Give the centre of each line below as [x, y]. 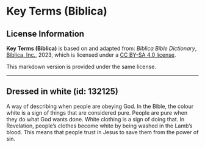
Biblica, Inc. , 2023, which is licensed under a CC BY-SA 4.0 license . [91, 55]
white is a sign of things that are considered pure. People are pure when [97, 113]
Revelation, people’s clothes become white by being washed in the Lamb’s [99, 126]
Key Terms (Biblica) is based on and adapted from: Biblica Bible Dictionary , [102, 48]
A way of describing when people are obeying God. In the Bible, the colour [100, 106]
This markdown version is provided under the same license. [81, 66]
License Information [45, 34]
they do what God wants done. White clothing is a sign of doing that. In [95, 119]
